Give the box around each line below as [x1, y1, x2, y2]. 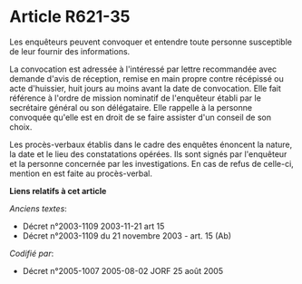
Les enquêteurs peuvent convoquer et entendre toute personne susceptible [9, 36, 293, 47]
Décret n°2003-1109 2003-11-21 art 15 [22, 220, 165, 231]
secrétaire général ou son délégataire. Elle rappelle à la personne [9, 102, 252, 113]
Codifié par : [9, 248, 54, 259]
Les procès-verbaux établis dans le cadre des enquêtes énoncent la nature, [9, 139, 293, 150]
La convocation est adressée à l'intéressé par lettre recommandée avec [9, 64, 278, 74]
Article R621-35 [9, 6, 131, 27]
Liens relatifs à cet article [9, 185, 107, 196]
